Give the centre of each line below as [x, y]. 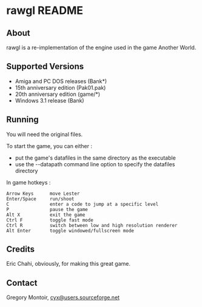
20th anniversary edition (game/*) [58, 94]
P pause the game [47, 209]
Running [23, 120]
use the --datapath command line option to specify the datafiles [95, 164]
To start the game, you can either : [49, 146]
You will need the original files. [45, 134]
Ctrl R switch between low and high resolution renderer [92, 225]
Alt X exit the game [46, 215]
